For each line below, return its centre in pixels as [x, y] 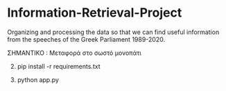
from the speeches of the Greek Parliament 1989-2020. [86, 39]
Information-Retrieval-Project [95, 13]
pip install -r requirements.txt [59, 66]
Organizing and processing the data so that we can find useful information [113, 32]
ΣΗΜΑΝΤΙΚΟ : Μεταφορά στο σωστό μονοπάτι [75, 53]
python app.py [38, 80]
